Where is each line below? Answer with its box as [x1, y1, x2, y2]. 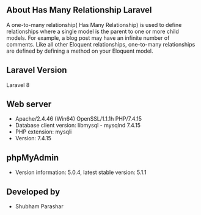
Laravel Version [6, 65, 67, 75]
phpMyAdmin [6, 153, 59, 163]
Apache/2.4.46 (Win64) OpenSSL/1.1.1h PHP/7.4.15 [15, 115, 142, 123]
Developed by [6, 186, 60, 197]
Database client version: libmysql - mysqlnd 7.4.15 [15, 122, 141, 129]
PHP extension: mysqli [15, 128, 72, 135]
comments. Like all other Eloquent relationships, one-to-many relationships [6, 40, 196, 48]
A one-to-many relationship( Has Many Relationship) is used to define [6, 21, 182, 28]
